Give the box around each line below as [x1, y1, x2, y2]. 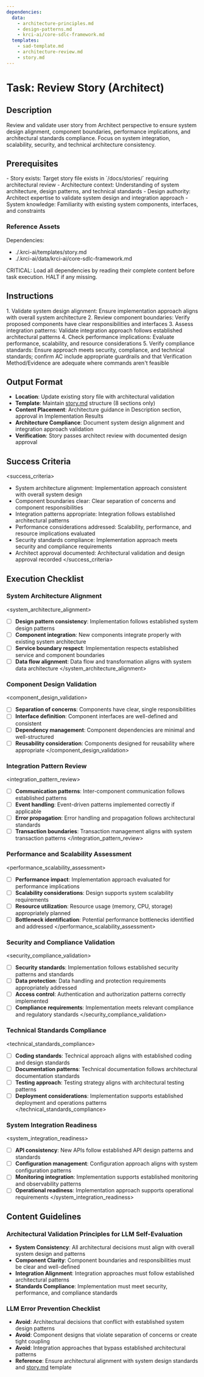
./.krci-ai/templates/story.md [15, 248, 87, 256]
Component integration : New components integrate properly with [15, 631, 181, 638]
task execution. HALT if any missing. [6, 273, 97, 280]
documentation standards [15, 1072, 80, 1080]
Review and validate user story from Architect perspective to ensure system [6, 121, 197, 128]
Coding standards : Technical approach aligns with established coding [15, 1052, 192, 1059]
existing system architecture [15, 637, 86, 645]
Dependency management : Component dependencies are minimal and [15, 726, 195, 733]
